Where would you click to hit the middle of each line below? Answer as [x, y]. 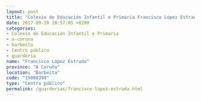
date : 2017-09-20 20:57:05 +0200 [48, 23]
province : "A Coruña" [33, 67]
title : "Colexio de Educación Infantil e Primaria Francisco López [92, 17]
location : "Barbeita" [33, 72]
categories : [21, 28]
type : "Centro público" [36, 84]
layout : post [22, 12]
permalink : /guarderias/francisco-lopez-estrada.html [75, 89]
